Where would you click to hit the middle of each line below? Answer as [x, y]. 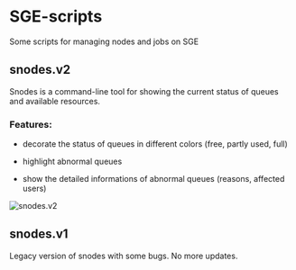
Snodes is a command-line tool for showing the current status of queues [144, 91]
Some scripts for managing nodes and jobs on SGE [104, 41]
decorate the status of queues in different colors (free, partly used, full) [155, 144]
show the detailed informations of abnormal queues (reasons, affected [153, 179]
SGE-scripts [56, 17]
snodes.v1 [39, 234]
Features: [31, 124]
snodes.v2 [40, 70]
